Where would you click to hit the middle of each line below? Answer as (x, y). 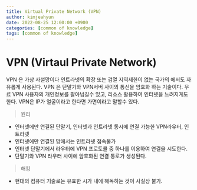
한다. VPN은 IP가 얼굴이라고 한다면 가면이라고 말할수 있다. (73, 102)
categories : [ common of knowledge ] (50, 28)
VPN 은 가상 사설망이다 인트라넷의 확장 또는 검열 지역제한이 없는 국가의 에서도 (96, 79)
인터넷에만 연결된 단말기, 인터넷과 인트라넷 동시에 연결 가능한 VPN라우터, (98, 126)
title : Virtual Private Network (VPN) (54, 11)
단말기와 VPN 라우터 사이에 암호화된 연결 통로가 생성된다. (81, 156)
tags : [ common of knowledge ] (42, 34)
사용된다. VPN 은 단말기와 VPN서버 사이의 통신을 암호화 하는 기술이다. (102, 87)
